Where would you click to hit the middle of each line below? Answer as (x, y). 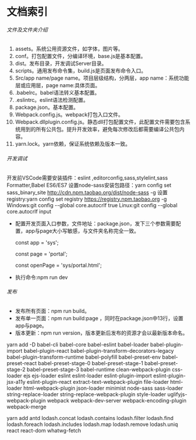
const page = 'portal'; (41, 254)
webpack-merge (27, 407)
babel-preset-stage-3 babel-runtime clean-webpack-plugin (99, 369)
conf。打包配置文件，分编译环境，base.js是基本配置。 (80, 56)
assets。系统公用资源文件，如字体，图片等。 (69, 49)
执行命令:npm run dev (41, 277)
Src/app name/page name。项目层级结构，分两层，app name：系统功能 (102, 78)
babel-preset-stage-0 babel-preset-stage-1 (90, 363)
